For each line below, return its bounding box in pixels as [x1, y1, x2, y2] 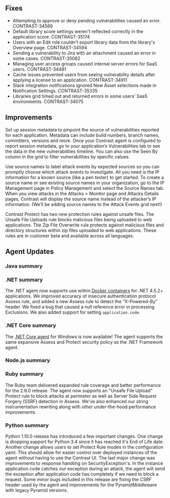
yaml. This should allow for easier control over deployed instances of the [5, 449, 157, 456]
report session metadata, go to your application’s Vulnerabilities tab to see [5, 143, 161, 149]
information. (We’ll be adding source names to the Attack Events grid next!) [5, 201, 162, 207]
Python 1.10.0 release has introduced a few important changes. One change [5, 434, 163, 440]
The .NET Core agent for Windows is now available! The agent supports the [5, 334, 163, 340]
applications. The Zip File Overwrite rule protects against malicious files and [5, 222, 164, 228]
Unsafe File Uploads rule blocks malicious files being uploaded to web [5, 216, 152, 222]
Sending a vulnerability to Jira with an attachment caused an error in [12, 50, 156, 56]
